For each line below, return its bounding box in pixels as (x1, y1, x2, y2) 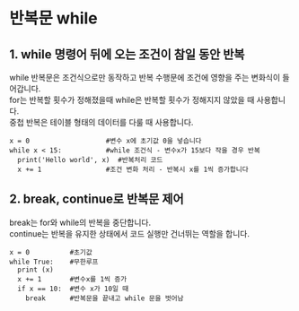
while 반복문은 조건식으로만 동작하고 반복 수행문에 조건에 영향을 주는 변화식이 (9, 73, 281, 82)
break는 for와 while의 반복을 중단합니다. (9, 217, 152, 228)
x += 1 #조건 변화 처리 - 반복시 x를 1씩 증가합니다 (17, 165, 249, 174)
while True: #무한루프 (9, 257, 99, 266)
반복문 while (9, 8, 99, 29)
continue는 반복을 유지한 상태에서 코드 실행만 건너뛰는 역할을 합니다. (9, 228, 250, 238)
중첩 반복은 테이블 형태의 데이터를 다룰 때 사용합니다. (9, 117, 194, 127)
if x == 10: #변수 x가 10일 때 (17, 284, 129, 293)
